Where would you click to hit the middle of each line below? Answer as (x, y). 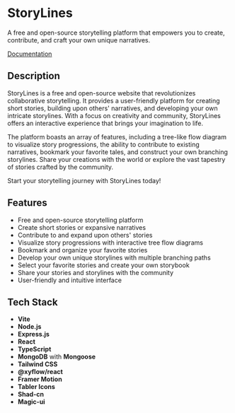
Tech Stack (33, 302)
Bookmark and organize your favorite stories (82, 250)
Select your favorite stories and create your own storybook (103, 265)
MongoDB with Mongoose (57, 357)
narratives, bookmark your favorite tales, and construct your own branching (118, 152)
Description (34, 76)
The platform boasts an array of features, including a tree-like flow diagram (117, 136)
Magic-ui (31, 402)
